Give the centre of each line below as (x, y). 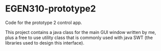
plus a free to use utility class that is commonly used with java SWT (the (79, 37)
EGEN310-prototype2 (51, 9)
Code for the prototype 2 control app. (44, 22)
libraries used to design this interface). (45, 42)
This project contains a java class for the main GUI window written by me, (80, 32)
